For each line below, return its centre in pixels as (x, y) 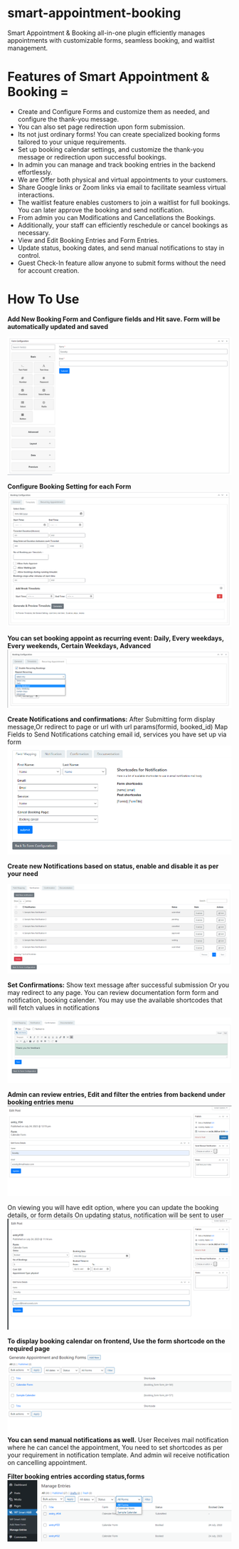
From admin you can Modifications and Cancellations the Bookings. (116, 217)
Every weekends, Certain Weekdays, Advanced (79, 645)
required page (29, 1348)
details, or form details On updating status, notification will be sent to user (116, 1215)
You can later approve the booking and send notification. (101, 210)
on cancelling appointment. (47, 1462)
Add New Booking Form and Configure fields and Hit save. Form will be (114, 319)
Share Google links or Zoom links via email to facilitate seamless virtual (122, 187)
